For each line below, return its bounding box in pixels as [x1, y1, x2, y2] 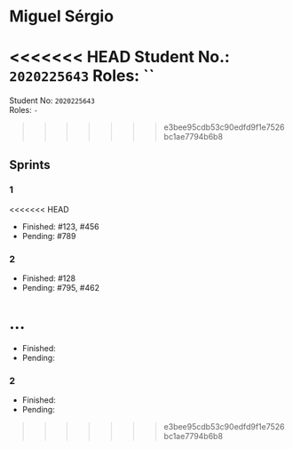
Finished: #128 [21, 273, 76, 284]
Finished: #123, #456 [21, 220, 99, 232]
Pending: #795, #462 [21, 283, 100, 293]
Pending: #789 [21, 230, 76, 241]
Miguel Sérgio [9, 6, 114, 27]
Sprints [9, 157, 51, 172]
